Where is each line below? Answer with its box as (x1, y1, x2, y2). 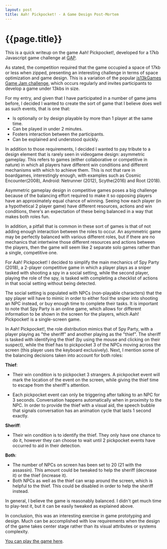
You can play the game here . (5, 538, 64, 544)
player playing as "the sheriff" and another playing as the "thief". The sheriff (5, 331, 161, 338)
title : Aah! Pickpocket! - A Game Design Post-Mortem (5, 12, 119, 17)
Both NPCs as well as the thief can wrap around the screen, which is (12, 478, 153, 484)
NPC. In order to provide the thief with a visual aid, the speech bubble (12, 403, 156, 409)
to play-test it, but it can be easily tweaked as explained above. (5, 503, 134, 509)
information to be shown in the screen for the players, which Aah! (5, 311, 139, 317)
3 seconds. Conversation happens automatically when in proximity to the (12, 397, 162, 403)
